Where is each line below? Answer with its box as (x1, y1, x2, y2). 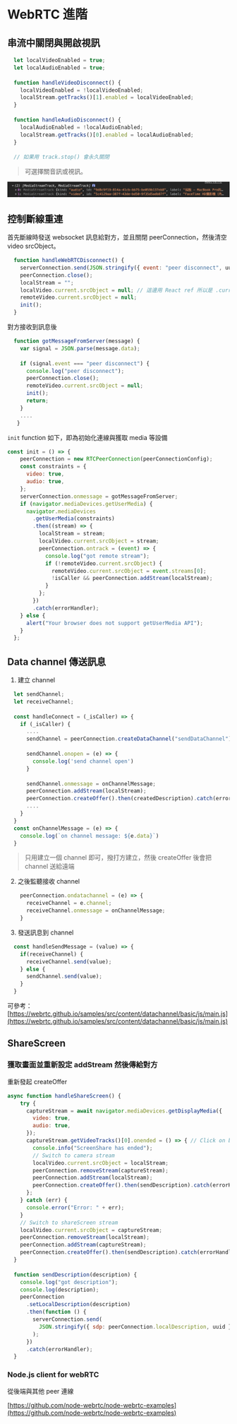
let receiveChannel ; (13, 698, 74, 705)
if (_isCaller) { (20, 720, 71, 728)
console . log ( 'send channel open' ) (32, 757, 134, 765)
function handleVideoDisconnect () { (13, 79, 121, 86)
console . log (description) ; (20, 1286, 99, 1293)
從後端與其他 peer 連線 (7, 1387, 74, 1395)
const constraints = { (20, 463, 87, 470)
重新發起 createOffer (7, 1077, 68, 1086)
